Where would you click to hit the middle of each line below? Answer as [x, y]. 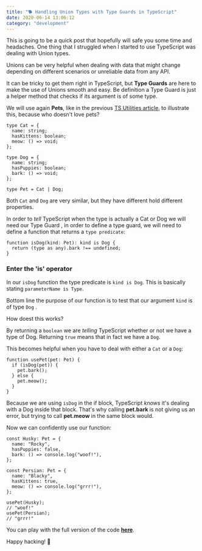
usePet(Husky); [26, 502]
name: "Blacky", [32, 476]
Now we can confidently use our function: [59, 427]
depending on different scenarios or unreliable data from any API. [88, 72]
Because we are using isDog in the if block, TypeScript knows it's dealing [98, 403]
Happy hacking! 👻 [29, 541]
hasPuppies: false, [37, 449]
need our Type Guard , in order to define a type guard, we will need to [94, 225]
